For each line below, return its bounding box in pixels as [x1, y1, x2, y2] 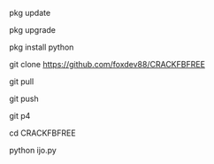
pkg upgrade [9, 25, 56, 35]
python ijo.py [9, 145, 57, 155]
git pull [9, 76, 34, 87]
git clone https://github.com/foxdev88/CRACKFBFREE [9, 59, 206, 69]
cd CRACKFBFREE [9, 128, 77, 138]
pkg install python [9, 42, 74, 52]
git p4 [9, 111, 31, 121]
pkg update [9, 8, 51, 18]
